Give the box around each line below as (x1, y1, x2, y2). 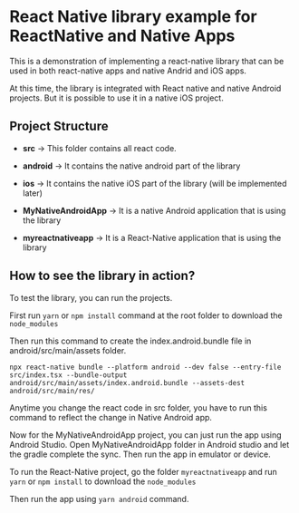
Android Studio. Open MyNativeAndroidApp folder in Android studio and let (9, 439, 290, 450)
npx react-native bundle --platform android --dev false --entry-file (9, 363, 282, 372)
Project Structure (9, 119, 109, 134)
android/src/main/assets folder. (9, 344, 127, 355)
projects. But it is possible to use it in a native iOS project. (9, 92, 224, 103)
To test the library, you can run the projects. (9, 292, 173, 303)
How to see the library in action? (9, 268, 196, 284)
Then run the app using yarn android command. (9, 493, 189, 504)
